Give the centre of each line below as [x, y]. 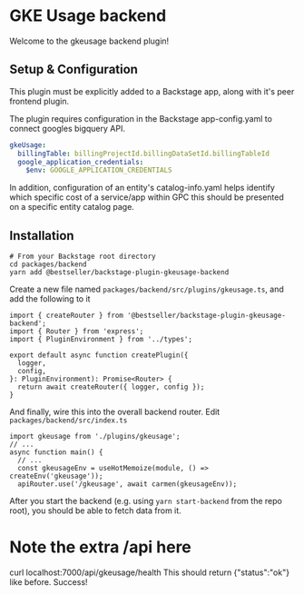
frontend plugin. [39, 101]
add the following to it [50, 299]
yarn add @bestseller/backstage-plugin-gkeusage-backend [119, 273]
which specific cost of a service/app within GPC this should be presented [147, 197]
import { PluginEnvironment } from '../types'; [101, 340]
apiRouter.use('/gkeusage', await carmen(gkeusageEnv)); [127, 484]
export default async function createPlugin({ [99, 355]
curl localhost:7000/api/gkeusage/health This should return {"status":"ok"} [150, 572]
